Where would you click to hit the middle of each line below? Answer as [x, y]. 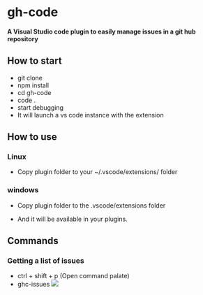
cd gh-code [34, 92]
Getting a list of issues [46, 261]
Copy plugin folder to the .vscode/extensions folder [91, 205]
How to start [35, 61]
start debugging [40, 107]
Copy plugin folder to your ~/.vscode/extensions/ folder [97, 172]
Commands [33, 241]
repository [23, 38]
